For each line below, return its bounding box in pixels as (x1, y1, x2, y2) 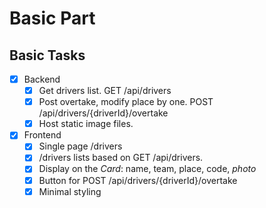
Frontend (23, 129, 62, 141)
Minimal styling (38, 185, 102, 197)
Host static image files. (38, 118, 134, 130)
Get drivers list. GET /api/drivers (38, 85, 172, 97)
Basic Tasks (9, 47, 86, 64)
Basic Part (9, 7, 96, 30)
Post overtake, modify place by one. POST (38, 96, 214, 108)
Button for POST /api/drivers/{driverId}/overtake (38, 174, 238, 186)
